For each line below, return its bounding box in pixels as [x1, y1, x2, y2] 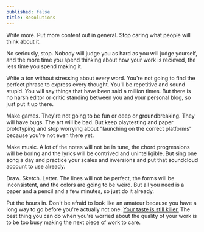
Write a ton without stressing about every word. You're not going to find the [6, 74, 196, 82]
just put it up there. [6, 100, 54, 107]
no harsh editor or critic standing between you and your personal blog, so [6, 94, 191, 101]
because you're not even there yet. [6, 132, 94, 139]
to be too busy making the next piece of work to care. [6, 219, 141, 226]
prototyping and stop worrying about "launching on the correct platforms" [6, 125, 192, 132]
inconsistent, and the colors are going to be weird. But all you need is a [6, 181, 185, 188]
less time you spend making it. [6, 62, 83, 70]
